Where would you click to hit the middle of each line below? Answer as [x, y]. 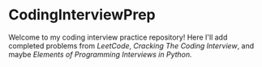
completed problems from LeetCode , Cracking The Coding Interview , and [131, 45]
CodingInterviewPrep [82, 15]
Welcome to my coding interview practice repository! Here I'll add [118, 37]
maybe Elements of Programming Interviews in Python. [100, 54]
